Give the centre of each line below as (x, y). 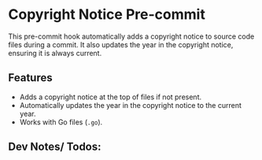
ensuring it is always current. (55, 53)
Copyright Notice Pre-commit (107, 15)
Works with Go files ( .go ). (61, 122)
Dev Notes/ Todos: (55, 147)
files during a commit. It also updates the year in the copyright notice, (121, 44)
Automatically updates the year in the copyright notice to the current (131, 105)
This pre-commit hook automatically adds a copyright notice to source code (131, 36)
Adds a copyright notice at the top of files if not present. (111, 97)
